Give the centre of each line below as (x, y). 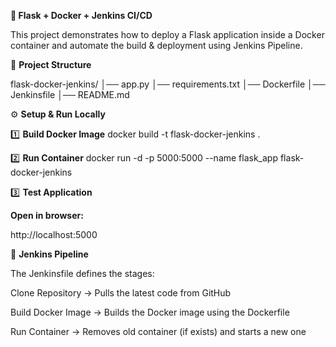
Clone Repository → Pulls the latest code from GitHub (121, 293)
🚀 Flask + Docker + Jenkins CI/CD (81, 15)
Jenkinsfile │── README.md (70, 94)
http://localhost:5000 (54, 234)
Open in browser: (47, 215)
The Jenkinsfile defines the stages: (82, 273)
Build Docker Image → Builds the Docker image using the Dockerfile (150, 312)
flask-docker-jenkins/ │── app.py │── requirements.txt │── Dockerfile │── (168, 84)
